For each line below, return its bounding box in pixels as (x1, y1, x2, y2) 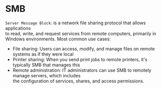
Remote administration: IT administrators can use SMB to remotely (12, 67, 151, 73)
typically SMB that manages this (12, 62, 80, 68)
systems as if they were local (12, 51, 74, 57)
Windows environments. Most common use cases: (5, 36, 111, 42)
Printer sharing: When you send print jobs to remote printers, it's (12, 56, 148, 62)
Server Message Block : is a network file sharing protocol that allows (5, 20, 146, 26)
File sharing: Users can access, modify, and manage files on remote (12, 46, 155, 52)
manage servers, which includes (12, 72, 81, 78)
